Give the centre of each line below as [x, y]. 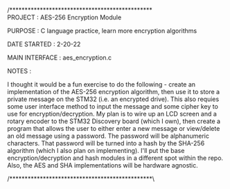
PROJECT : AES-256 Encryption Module [64, 17]
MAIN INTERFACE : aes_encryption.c [60, 57]
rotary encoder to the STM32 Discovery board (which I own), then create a [114, 121]
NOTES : [19, 71]
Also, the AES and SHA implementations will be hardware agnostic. [103, 165]
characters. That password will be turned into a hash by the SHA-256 [106, 143]
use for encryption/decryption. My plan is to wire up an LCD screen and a [112, 114]
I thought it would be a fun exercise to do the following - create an [101, 84]
